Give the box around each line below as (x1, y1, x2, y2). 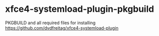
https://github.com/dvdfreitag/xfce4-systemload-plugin (5, 25, 119, 31)
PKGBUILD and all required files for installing (5, 20, 96, 26)
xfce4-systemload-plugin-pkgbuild (5, 3, 155, 15)
